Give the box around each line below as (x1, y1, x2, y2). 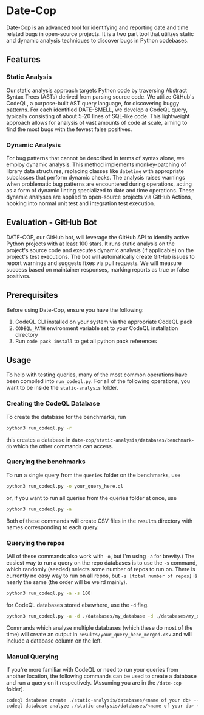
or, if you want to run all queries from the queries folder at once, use (6, 494, 177, 501)
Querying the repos (6, 538, 65, 547)
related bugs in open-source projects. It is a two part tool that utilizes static (6, 30, 194, 37)
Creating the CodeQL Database (6, 400, 100, 408)
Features (6, 54, 41, 65)
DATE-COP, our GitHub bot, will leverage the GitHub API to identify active (6, 233, 189, 241)
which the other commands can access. (13, 442, 114, 449)
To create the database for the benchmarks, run (6, 413, 126, 420)
